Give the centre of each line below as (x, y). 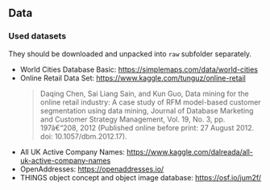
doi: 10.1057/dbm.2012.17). (83, 136)
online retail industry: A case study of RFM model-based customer (150, 102)
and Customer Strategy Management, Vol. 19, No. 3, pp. (133, 119)
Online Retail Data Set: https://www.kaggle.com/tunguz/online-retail (133, 78)
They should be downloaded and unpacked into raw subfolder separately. (130, 54)
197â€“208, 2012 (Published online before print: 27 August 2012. (147, 127)
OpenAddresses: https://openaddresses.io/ (92, 169)
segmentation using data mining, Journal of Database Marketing (147, 110)
